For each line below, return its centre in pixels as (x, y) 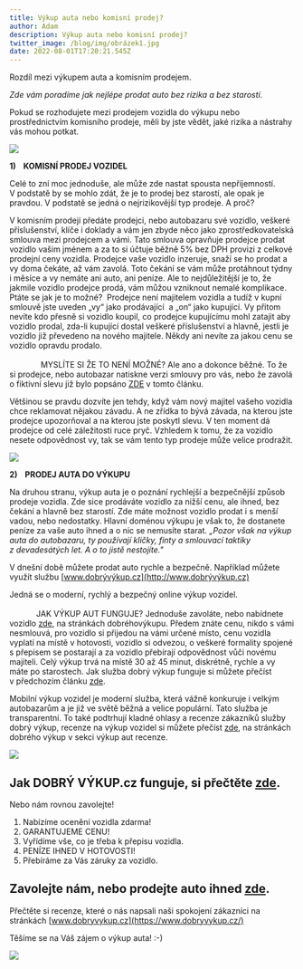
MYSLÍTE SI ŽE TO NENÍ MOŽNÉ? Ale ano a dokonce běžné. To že (164, 365)
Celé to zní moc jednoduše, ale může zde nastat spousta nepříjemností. (142, 184)
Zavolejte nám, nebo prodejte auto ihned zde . (140, 889)
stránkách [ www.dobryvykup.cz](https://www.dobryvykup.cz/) (127, 920)
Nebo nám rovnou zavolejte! (62, 804)
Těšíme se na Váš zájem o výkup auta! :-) (86, 937)
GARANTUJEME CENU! (66, 831)
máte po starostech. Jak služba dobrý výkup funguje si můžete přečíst (141, 672)
